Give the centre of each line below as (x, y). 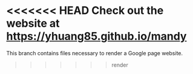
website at (33, 23)
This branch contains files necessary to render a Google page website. (95, 53)
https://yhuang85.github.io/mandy (97, 36)
